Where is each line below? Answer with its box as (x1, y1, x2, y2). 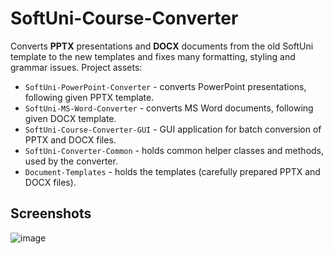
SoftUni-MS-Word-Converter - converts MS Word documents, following (24, 102, 314, 114)
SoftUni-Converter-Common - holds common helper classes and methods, (24, 144, 325, 156)
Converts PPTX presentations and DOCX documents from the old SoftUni (10, 40, 314, 52)
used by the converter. (24, 155, 118, 167)
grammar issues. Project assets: (10, 61, 143, 73)
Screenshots (10, 205, 92, 222)
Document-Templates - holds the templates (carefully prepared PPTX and (24, 165, 321, 177)
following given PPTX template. (24, 91, 155, 103)
